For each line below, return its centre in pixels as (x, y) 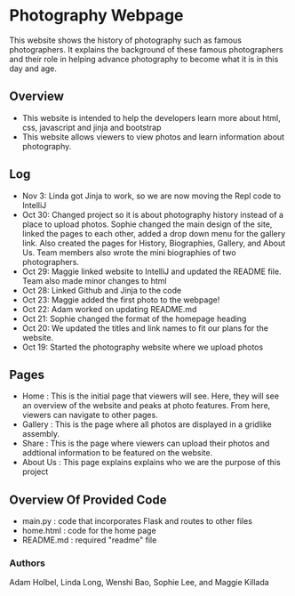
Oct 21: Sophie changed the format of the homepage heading (134, 318)
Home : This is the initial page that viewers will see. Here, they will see (151, 396)
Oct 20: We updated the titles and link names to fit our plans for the (145, 328)
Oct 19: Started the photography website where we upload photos (143, 347)
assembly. (41, 434)
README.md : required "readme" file (89, 540)
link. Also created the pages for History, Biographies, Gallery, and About (154, 243)
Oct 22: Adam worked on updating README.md (109, 309)
